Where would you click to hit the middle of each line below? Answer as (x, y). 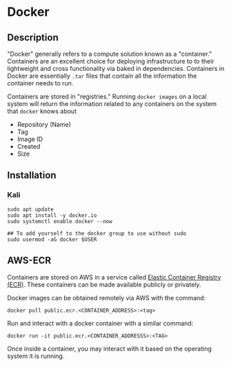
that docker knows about (42, 111)
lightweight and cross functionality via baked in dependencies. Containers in (116, 69)
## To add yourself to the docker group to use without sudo (97, 233)
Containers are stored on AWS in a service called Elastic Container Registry (114, 277)
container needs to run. (40, 83)
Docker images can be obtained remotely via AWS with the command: (107, 297)
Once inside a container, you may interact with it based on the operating (110, 348)
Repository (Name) (44, 124)
